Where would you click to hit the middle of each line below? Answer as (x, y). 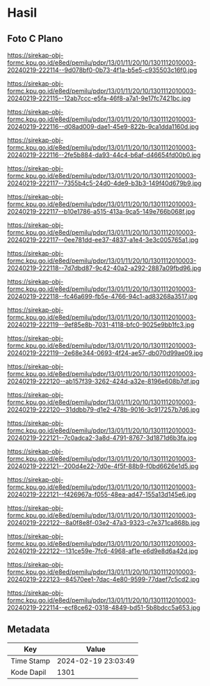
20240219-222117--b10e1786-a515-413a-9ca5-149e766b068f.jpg (101, 211)
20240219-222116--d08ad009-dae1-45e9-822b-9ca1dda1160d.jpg (103, 126)
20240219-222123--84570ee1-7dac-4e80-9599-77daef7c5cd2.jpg (104, 579)
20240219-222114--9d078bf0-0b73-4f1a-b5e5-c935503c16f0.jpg (102, 70)
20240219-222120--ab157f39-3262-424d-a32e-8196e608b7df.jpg (103, 381)
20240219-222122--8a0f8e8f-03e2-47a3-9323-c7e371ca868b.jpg (104, 523)
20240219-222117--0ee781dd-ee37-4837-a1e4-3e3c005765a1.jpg (103, 240)
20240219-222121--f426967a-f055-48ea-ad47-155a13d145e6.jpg (102, 494)
